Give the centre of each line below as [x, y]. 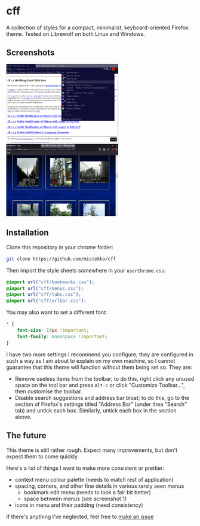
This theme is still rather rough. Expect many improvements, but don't [92, 450]
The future [26, 435]
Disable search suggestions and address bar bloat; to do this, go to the [102, 397]
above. [23, 417]
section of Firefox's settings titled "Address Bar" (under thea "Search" [101, 404]
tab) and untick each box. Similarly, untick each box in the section [96, 410]
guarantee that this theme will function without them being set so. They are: [99, 367]
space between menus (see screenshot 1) [75, 499]
